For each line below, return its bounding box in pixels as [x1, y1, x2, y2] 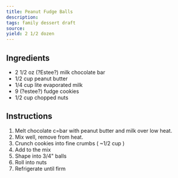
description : [6, 14, 39, 20]
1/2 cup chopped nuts [14, 93, 68, 101]
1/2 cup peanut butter [14, 75, 68, 82]
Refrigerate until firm [14, 165, 66, 172]
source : [6, 25, 26, 32]
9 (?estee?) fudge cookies [14, 88, 79, 95]
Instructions [6, 111, 52, 121]
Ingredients [6, 53, 50, 63]
